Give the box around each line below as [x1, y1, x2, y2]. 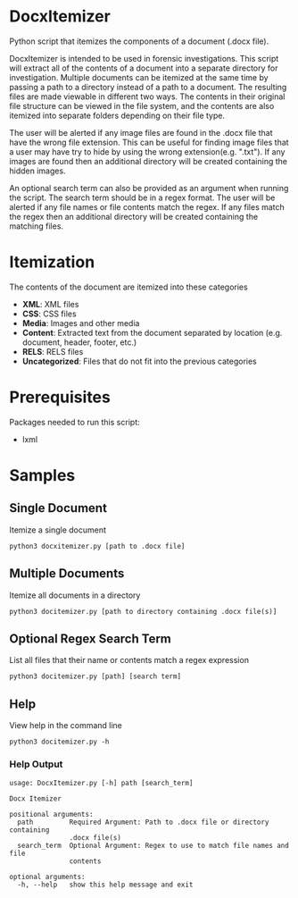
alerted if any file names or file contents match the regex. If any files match [9, 201, 286, 212]
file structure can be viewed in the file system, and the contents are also [9, 100, 275, 111]
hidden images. [9, 165, 66, 176]
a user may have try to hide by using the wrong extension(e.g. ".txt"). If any [9, 146, 286, 157]
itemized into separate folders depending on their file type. [9, 110, 226, 121]
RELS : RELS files [21, 346, 84, 357]
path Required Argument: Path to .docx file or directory [17, 818, 269, 827]
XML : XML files [21, 298, 79, 309]
